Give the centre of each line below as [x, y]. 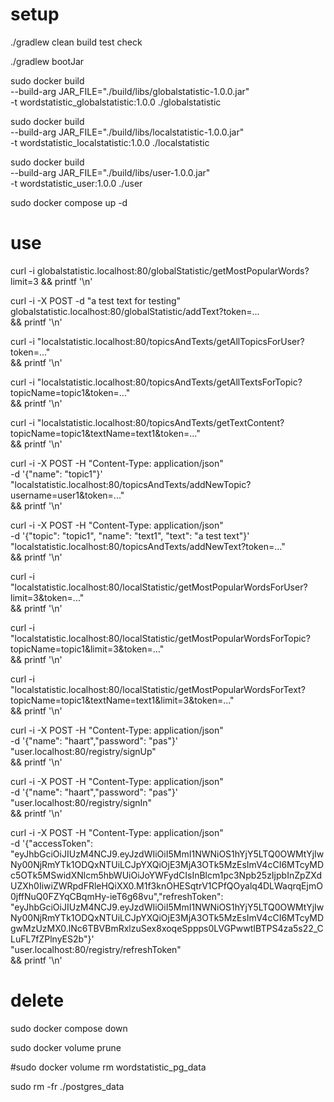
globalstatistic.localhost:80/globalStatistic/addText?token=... [135, 311]
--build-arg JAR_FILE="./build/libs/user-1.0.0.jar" [110, 172]
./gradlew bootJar [47, 61]
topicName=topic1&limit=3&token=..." [87, 649]
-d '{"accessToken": [52, 843]
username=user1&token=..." [67, 495]
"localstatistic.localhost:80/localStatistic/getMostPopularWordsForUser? [159, 587]
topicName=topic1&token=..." [70, 392]
